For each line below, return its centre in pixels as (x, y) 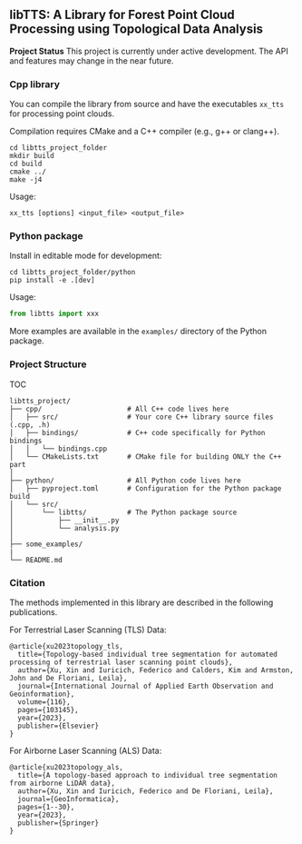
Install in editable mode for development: (86, 256)
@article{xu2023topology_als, (67, 767)
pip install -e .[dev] (52, 281)
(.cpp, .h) (30, 425)
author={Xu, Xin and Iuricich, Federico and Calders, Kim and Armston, (156, 670)
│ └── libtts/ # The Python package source (123, 512)
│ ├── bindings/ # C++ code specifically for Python (137, 432)
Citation (27, 582)
